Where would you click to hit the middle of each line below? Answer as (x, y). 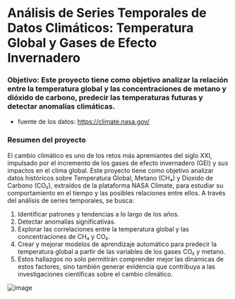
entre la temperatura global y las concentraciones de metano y (117, 89)
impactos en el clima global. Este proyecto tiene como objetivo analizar (110, 170)
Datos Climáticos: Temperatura (101, 28)
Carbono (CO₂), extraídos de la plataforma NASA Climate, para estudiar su (115, 185)
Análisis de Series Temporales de (107, 13)
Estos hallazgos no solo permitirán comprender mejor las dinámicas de (121, 259)
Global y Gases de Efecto (82, 43)
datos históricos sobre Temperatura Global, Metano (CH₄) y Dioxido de (110, 178)
